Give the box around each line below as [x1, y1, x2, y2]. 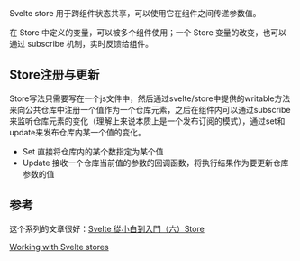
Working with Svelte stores [9, 241, 110, 252]
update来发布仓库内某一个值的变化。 [9, 126, 146, 137]
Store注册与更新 [9, 67, 100, 83]
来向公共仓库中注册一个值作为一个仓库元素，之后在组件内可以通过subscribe [9, 104, 291, 115]
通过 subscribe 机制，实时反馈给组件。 [9, 39, 154, 49]
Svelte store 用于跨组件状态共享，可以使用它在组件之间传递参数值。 [9, 8, 261, 18]
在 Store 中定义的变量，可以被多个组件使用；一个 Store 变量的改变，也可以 [9, 27, 286, 38]
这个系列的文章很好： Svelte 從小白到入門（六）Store [9, 223, 205, 234]
